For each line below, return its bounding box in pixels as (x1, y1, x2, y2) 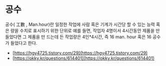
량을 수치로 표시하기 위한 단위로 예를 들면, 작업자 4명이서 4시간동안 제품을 (10, 27, 155, 33)
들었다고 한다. (10, 40, 37, 46)
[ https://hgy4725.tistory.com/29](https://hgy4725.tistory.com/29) (12, 50, 148, 56)
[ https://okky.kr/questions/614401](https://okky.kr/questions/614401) (12, 55, 155, 61)
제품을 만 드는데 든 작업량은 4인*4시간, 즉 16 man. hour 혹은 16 (27, 34, 151, 40)
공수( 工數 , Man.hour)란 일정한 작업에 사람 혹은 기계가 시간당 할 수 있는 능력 (5, 21, 155, 27)
